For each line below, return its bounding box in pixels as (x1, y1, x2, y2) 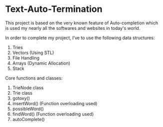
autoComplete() (12, 116, 45, 122)
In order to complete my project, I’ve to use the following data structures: (5, 35, 155, 41)
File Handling (12, 55, 40, 61)
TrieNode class (12, 84, 44, 90)
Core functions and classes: (5, 75, 63, 81)
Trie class (12, 90, 32, 96)
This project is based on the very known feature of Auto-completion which (5, 20, 159, 26)
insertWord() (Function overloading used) (12, 100, 98, 106)
